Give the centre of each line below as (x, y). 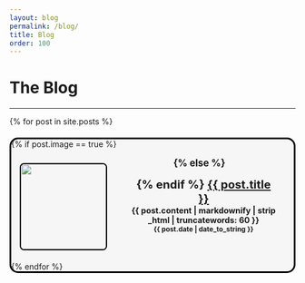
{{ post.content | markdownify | (193, 210)
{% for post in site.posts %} (61, 122)
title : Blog (32, 34)
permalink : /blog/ (44, 26)
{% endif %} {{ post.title (203, 185)
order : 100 (30, 43)
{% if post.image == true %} (64, 144)
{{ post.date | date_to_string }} (203, 229)
